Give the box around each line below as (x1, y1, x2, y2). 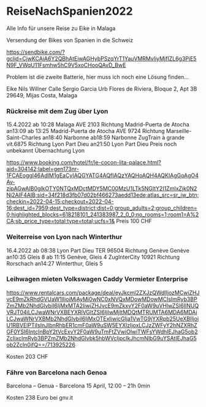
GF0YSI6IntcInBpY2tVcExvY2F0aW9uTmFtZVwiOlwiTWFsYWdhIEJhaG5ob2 (6, 328, 198, 335)
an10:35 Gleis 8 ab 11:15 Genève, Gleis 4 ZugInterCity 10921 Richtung (6, 253, 180, 261)
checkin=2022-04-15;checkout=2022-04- (6, 198, 114, 205)
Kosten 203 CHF (6, 352, 48, 360)
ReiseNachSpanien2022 (6, 4, 133, 18)
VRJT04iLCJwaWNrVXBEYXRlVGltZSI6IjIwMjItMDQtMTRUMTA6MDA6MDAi (6, 308, 197, 316)
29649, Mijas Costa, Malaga (6, 91, 78, 99)
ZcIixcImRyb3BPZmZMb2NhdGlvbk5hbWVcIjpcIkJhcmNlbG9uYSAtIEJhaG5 (6, 334, 197, 341)
